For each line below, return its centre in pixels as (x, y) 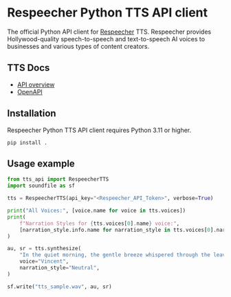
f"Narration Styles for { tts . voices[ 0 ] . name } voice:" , (100, 223)
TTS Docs (29, 68)
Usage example (41, 163)
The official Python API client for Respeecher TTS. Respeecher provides (109, 32)
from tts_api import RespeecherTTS (58, 179)
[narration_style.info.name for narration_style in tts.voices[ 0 (115, 230)
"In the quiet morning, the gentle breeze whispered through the (115, 255)
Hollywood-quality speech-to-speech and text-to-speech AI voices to (106, 38)
